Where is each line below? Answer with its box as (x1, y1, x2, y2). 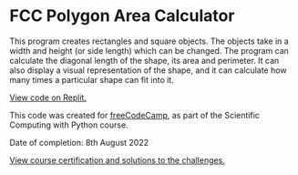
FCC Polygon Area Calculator (9, 5, 235, 26)
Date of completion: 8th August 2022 (9, 137, 149, 148)
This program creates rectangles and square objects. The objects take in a (9, 36, 289, 46)
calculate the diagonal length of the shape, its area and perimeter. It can (9, 55, 280, 66)
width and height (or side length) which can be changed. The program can (9, 45, 290, 56)
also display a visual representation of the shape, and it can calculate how (9, 65, 287, 76)
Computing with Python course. (9, 119, 129, 130)
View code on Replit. (9, 92, 87, 103)
